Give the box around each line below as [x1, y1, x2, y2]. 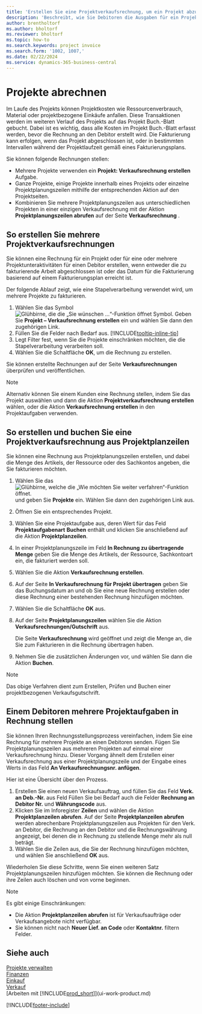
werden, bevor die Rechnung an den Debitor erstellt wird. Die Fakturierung [6, 131, 191, 138]
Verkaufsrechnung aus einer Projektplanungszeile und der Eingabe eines [6, 757, 187, 765]
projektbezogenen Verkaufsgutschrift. [6, 689, 100, 697]
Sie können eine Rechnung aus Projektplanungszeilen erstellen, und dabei [6, 453, 190, 460]
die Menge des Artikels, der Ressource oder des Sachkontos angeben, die [6, 459, 191, 467]
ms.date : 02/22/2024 [6, 54, 58, 60]
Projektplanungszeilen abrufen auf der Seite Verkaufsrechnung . [14, 212, 180, 219]
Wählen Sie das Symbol [14, 304, 74, 311]
